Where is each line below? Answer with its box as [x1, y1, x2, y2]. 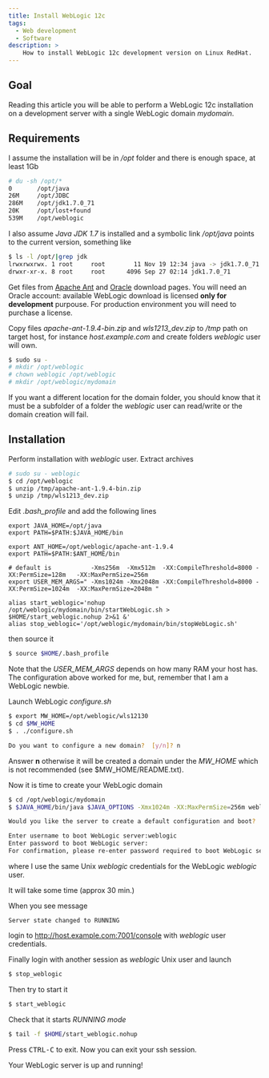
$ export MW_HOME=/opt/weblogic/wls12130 [8, 713, 149, 721]
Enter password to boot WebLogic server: [8, 839, 149, 848]
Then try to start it [8, 984, 68, 994]
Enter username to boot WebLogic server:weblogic [8, 832, 178, 840]
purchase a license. [8, 308, 74, 317]
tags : [8, 19, 26, 27]
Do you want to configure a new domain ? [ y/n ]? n [8, 741, 181, 749]
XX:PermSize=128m [8, 571, 66, 579]
